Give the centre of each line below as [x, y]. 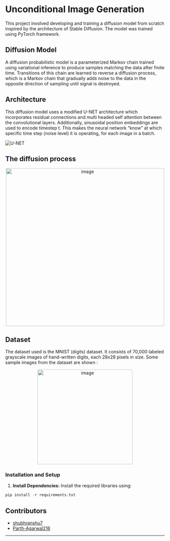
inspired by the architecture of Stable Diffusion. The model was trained [79, 28]
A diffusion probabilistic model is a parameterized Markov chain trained [80, 62]
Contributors [26, 511]
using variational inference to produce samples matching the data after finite [85, 67]
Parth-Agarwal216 [31, 528]
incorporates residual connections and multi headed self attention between [83, 117]
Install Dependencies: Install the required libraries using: [72, 486]
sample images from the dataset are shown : [52, 363]
